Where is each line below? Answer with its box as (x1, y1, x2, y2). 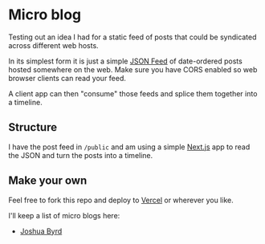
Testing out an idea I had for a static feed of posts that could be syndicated (8, 32, 257, 42)
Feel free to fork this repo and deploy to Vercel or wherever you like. (8, 195, 234, 205)
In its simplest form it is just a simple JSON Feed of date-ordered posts (8, 56, 243, 66)
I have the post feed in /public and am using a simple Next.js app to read (8, 142, 251, 152)
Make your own (8, 174, 88, 188)
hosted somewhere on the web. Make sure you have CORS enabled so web (8, 64, 258, 74)
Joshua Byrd (19, 226, 63, 236)
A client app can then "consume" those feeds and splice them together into (8, 88, 258, 98)
